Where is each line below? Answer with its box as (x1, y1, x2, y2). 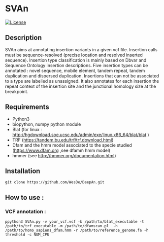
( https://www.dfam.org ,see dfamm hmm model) (12, 147, 111, 153)
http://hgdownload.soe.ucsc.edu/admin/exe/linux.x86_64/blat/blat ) (12, 132, 149, 138)
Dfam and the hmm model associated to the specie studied (12, 142, 132, 148)
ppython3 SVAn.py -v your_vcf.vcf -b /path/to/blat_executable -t (5, 219, 144, 224)
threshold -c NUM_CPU (5, 232, 50, 237)
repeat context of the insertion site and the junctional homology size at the (5, 83, 156, 89)
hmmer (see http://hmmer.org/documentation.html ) (12, 152, 117, 158)
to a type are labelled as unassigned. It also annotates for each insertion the (5, 78, 159, 84)
